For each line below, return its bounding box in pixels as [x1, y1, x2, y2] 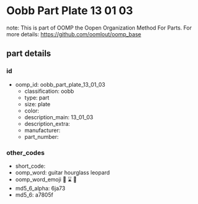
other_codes [6, 148, 45, 157]
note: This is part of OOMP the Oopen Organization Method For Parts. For [6, 24, 192, 31]
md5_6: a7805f [15, 191, 53, 198]
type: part [24, 93, 50, 101]
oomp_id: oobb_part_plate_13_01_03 [15, 80, 105, 88]
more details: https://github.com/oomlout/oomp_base [6, 30, 142, 37]
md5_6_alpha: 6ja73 [15, 184, 66, 192]
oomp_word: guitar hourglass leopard [15, 168, 110, 176]
